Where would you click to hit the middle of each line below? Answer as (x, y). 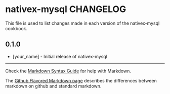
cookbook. (16, 28)
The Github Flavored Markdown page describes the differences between (81, 80)
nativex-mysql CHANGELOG (66, 9)
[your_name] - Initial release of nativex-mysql (60, 56)
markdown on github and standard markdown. (53, 86)
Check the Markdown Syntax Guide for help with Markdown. (68, 71)
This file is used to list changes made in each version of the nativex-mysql (82, 23)
